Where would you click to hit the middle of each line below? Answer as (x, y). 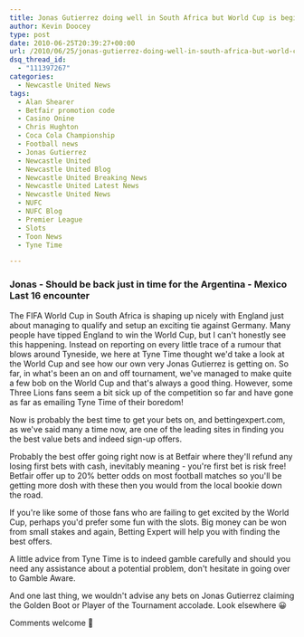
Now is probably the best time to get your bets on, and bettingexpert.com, (147, 419)
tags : (19, 93)
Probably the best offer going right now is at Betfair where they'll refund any (151, 456)
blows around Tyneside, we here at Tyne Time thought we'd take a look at (147, 354)
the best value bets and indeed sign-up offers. (96, 439)
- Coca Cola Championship (66, 136)
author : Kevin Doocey (50, 26)
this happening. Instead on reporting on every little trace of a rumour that (146, 344)
